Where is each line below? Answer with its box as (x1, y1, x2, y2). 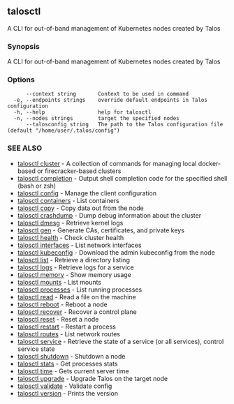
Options (7, 75, 35, 84)
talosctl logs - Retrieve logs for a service (17, 263, 134, 271)
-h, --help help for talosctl (13, 109, 152, 116)
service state (17, 345, 55, 353)
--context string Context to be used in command (25, 91, 189, 98)
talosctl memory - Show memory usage (17, 270, 131, 278)
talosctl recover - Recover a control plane (17, 307, 138, 316)
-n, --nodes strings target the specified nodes (13, 115, 180, 122)
